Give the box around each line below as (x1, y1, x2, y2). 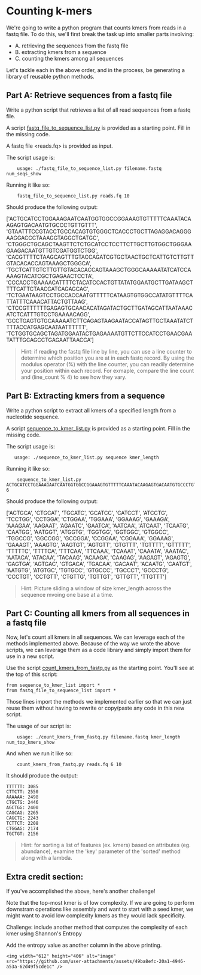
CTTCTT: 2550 (6, 789, 39, 795)
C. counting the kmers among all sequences (14, 55, 124, 62)
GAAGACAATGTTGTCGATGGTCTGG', (6, 247, 99, 254)
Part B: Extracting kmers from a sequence (6, 391, 166, 401)
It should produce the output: (6, 772, 78, 779)
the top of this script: (6, 671, 58, 678)
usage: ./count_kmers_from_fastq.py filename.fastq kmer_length (17, 734, 181, 740)
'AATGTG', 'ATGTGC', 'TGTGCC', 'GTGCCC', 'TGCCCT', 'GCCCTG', (6, 566, 169, 574)
